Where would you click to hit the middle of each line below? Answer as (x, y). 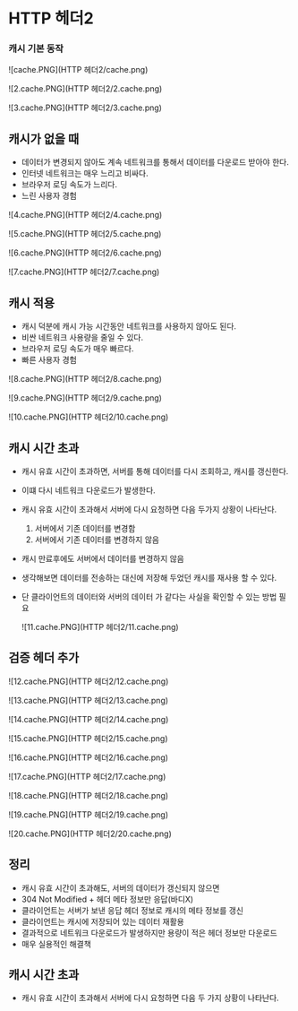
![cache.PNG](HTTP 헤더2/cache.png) (78, 70)
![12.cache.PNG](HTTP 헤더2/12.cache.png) (89, 681)
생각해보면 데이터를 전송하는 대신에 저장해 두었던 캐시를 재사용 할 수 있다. (149, 577)
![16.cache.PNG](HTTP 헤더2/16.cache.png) (89, 757)
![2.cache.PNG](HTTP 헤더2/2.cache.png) (85, 89)
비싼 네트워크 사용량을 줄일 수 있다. (82, 338)
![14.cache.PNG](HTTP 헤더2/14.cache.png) (89, 719)
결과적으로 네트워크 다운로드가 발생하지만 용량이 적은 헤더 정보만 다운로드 (149, 932)
